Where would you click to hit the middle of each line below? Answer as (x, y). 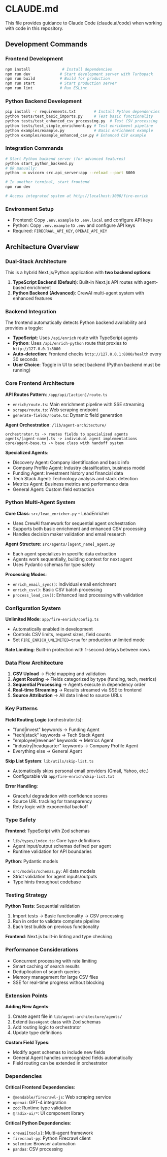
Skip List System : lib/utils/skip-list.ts (49, 761)
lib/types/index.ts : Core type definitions (56, 841)
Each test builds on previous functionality (56, 927)
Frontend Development (34, 59)
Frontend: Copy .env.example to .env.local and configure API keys (83, 220)
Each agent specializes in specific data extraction (64, 553)
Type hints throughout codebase (47, 882)
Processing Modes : (26, 574)
